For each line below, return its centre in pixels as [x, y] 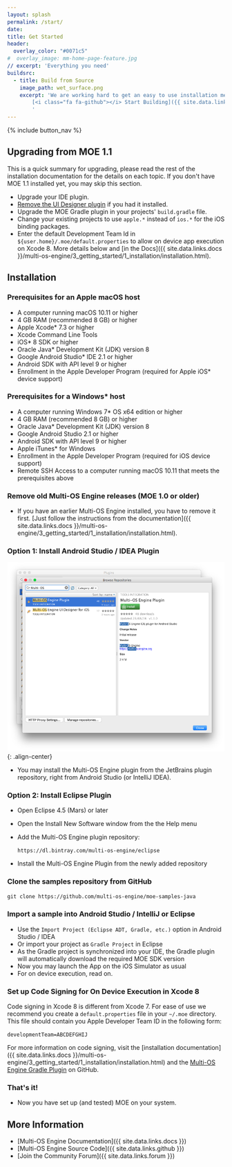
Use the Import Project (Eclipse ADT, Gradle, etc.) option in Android [119, 929]
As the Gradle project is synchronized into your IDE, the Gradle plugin [116, 951]
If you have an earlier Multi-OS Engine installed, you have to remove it [116, 511]
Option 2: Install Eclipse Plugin [59, 795]
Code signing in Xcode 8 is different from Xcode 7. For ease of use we [107, 1006]
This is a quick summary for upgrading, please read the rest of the [101, 168]
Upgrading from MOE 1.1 [60, 152]
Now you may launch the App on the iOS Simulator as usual [101, 966]
